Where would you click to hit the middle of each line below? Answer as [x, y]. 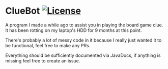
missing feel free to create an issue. [43, 60]
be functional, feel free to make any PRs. [48, 45]
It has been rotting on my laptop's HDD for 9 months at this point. [74, 30]
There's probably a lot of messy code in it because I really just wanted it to [83, 40]
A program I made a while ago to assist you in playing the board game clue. [84, 25]
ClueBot [23, 11]
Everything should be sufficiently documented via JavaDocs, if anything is [83, 55]
